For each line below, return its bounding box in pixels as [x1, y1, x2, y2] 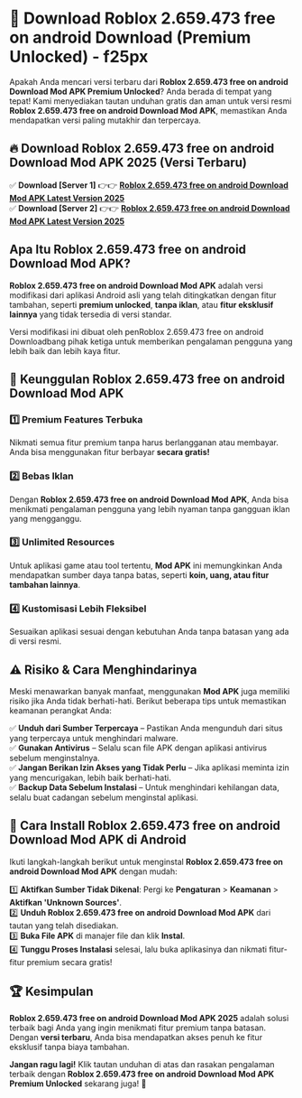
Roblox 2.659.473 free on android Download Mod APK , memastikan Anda [9, 105, 288, 116]
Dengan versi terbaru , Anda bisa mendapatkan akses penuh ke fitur [9, 1031, 263, 1042]
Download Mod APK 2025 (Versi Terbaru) [9, 155, 248, 171]
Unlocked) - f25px [9, 47, 149, 67]
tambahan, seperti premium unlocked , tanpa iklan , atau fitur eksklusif [9, 299, 274, 310]
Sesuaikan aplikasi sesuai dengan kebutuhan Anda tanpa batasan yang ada [9, 627, 289, 637]
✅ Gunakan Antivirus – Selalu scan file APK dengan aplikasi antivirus [9, 742, 268, 753]
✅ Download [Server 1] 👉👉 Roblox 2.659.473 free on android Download [9, 180, 288, 191]
